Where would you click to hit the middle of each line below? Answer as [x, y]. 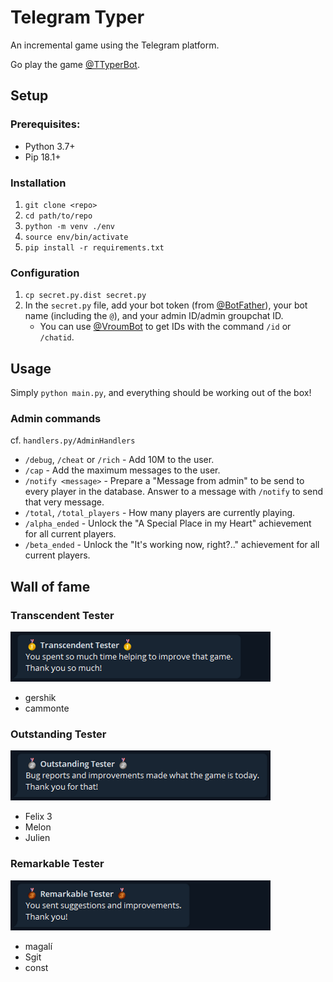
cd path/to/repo [58, 216]
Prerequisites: [45, 124]
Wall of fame [50, 586]
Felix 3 [38, 817]
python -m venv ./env [69, 226]
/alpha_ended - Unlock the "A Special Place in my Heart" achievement [168, 523]
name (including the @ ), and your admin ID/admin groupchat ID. [154, 316]
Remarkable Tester [57, 864]
